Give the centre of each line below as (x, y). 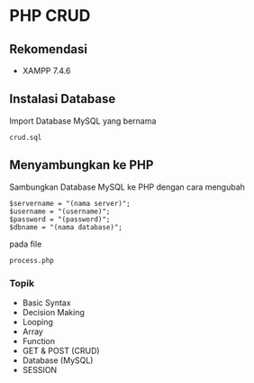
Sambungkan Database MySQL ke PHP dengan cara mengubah (127, 187)
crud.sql (26, 137)
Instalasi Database (63, 99)
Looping (38, 322)
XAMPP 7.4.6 (46, 70)
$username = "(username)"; (60, 211)
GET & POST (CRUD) (61, 350)
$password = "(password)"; (60, 219)
